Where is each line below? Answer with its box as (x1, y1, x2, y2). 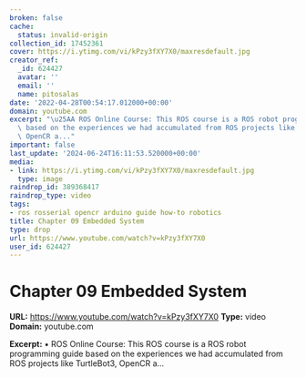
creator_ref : (9, 56, 59, 65)
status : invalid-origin (17, 30, 107, 39)
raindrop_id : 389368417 (9, 183, 100, 192)
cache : (9, 22, 35, 31)
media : (9, 157, 35, 167)
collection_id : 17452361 (9, 38, 104, 48)
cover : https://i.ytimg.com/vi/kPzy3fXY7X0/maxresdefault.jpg (9, 47, 250, 56)
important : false (9, 140, 76, 149)
